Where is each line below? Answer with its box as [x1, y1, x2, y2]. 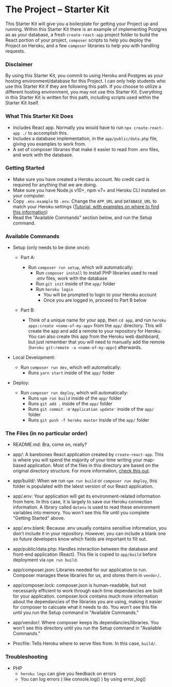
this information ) [12, 209, 48, 215]
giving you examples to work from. [12, 140, 86, 147]
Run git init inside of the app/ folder [35, 281, 116, 287]
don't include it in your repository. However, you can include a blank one [12, 531, 166, 537]
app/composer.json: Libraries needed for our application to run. [12, 567, 147, 573]
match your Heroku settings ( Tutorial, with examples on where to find [12, 203, 160, 209]
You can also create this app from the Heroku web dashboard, [28, 333, 160, 340]
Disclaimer [5, 61, 33, 68]
